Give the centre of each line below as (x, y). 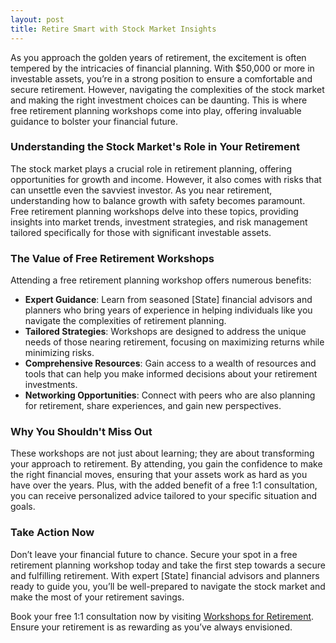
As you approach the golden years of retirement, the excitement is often (158, 57)
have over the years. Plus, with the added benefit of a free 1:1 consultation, (164, 485)
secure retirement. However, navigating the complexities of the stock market (167, 89)
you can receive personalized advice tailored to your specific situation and (164, 496)
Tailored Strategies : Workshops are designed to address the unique (165, 332)
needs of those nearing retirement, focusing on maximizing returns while (174, 342)
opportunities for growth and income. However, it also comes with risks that (166, 179)
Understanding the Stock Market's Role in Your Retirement (155, 147)
